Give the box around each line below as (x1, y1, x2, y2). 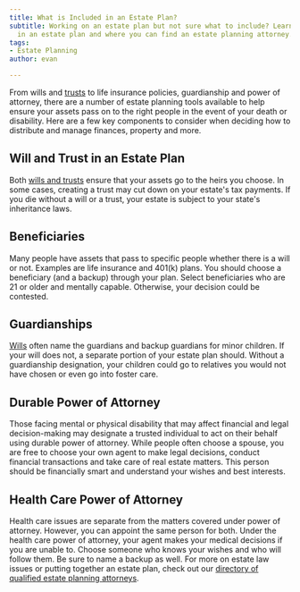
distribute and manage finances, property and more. (9, 125, 202, 135)
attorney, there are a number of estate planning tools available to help (9, 97, 265, 107)
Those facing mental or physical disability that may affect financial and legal (9, 419, 289, 429)
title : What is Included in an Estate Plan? (9, 13, 178, 22)
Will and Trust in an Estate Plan (9, 151, 186, 166)
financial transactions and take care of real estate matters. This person (9, 457, 270, 468)
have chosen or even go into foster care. (9, 368, 159, 380)
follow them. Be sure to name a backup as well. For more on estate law (9, 554, 270, 564)
